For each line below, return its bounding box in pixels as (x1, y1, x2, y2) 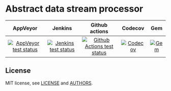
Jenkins (52, 24, 72, 32)
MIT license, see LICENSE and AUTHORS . (5, 80, 93, 86)
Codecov (122, 24, 145, 32)
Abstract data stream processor (5, 3, 144, 15)
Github (91, 21, 108, 28)
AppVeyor (12, 24, 38, 32)
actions (90, 27, 108, 35)
